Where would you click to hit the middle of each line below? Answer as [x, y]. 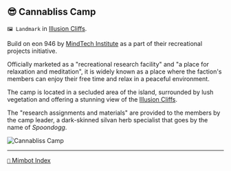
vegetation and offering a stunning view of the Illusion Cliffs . [92, 99]
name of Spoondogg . [37, 127]
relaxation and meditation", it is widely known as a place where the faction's [114, 71]
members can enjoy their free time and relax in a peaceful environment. [108, 78]
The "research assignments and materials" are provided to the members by [114, 113]
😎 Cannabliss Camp [52, 12]
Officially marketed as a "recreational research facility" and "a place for [108, 64]
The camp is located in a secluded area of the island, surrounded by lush [110, 92]
